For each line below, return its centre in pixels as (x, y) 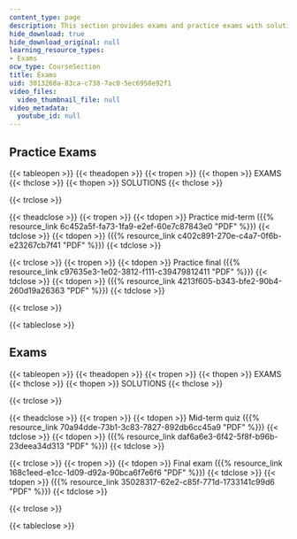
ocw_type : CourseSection (55, 67)
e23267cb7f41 (35, 245)
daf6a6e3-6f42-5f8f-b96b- (228, 436)
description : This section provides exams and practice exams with (136, 26)
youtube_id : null (49, 116)
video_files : (33, 91)
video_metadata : (39, 108)
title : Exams (33, 75)
